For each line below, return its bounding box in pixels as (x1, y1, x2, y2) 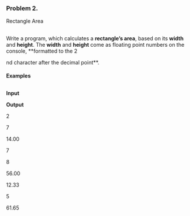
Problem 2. (6, 4, 38, 12)
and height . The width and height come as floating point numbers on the (6, 41, 185, 48)
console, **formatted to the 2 (6, 47, 78, 54)
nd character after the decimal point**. (6, 59, 100, 66)
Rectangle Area (6, 18, 44, 25)
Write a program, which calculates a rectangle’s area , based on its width (6, 34, 184, 42)
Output (6, 101, 24, 108)
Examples (6, 72, 31, 79)
